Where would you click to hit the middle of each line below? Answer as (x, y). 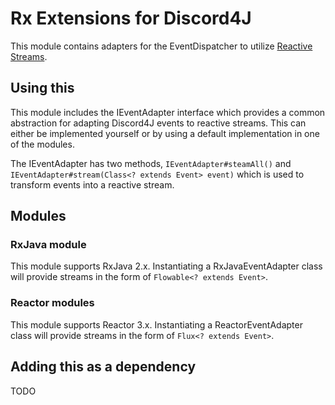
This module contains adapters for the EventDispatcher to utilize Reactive (161, 46)
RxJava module (48, 245)
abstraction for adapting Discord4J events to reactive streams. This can (158, 123)
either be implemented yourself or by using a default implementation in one (165, 133)
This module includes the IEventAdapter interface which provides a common (168, 112)
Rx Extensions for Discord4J (131, 18)
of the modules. (42, 144)
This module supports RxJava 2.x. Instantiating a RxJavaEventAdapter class (166, 266)
